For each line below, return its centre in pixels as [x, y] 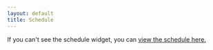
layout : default [30, 13]
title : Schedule [30, 20]
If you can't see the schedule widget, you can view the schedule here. [107, 39]
